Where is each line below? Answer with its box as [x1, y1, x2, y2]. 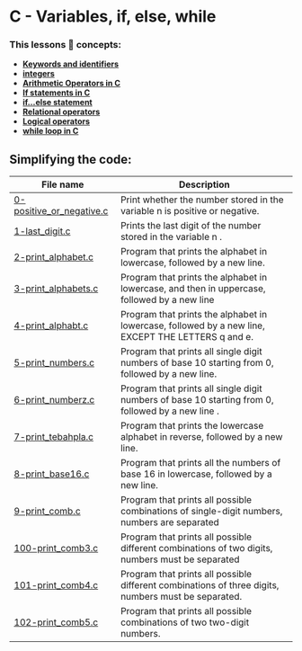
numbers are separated [120, 516, 219, 529]
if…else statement [22, 97, 93, 108]
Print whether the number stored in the [120, 193, 285, 206]
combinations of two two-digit [120, 616, 250, 629]
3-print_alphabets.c [13, 282, 99, 295]
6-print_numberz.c [13, 394, 95, 406]
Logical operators [22, 116, 91, 127]
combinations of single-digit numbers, [120, 505, 283, 518]
